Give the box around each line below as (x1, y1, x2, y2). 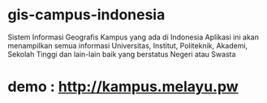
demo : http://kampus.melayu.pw (7, 78, 239, 96)
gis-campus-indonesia (7, 6, 166, 24)
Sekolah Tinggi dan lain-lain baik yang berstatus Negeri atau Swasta (7, 49, 236, 59)
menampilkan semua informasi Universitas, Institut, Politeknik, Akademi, (7, 40, 248, 50)
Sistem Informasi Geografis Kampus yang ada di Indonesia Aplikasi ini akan (7, 32, 259, 42)
